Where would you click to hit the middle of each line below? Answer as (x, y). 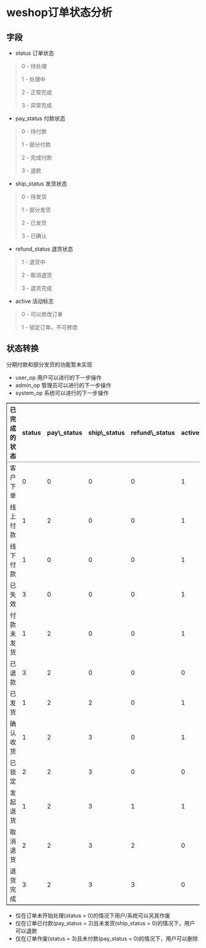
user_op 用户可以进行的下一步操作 (59, 377)
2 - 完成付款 (36, 158)
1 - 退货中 (33, 262)
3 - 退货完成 (36, 288)
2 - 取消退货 (36, 275)
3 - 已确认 (34, 236)
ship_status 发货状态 (41, 184)
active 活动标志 (34, 301)
